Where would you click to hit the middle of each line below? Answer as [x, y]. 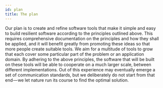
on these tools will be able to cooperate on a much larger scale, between [78, 65]
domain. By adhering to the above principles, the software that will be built [80, 59]
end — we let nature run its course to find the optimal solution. [67, 80]
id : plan [14, 10]
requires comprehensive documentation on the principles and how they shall [82, 38]
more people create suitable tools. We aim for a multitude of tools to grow [79, 49]
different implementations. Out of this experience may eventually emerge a [80, 69]
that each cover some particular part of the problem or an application [75, 54]
